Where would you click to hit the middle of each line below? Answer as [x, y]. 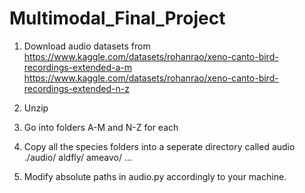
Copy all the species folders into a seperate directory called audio [159, 146]
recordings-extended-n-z [76, 88]
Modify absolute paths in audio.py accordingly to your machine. [155, 176]
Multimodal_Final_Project [117, 18]
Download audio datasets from [87, 46]
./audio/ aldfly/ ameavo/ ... [78, 157]
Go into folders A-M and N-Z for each [101, 127]
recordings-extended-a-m [78, 67]
